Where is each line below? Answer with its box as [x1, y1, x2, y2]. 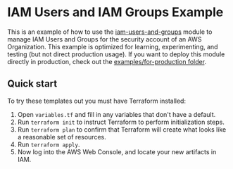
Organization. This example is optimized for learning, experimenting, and [7, 42, 218, 51]
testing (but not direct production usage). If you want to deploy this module [7, 50, 225, 58]
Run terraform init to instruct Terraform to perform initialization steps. [17, 118, 225, 126]
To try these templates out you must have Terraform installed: [7, 96, 187, 105]
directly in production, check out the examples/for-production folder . [7, 57, 206, 65]
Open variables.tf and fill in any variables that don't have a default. [17, 110, 216, 118]
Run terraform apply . [17, 140, 80, 149]
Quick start [7, 78, 58, 90]
